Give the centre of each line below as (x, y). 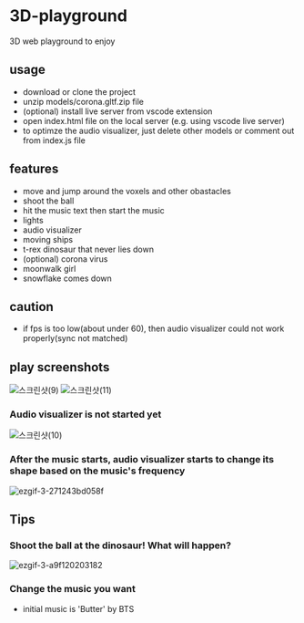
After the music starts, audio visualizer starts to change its (142, 460)
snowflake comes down (67, 278)
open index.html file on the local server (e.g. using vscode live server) (153, 120)
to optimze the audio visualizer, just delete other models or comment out (158, 130)
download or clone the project (79, 91)
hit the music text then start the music (94, 210)
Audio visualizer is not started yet (86, 414)
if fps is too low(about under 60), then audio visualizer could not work (153, 328)
